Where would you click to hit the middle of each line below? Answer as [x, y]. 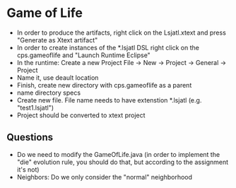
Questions [30, 137]
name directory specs [49, 93]
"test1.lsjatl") [35, 107]
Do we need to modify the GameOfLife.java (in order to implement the [118, 154]
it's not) [28, 169]
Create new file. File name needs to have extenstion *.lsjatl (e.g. [109, 100]
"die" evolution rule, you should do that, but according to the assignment [123, 162]
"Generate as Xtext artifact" [57, 40]
